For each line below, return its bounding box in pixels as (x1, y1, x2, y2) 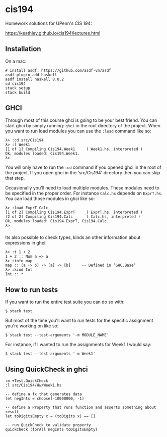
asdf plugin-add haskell (5, 72, 57, 77)
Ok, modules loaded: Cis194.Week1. (5, 151, 80, 156)
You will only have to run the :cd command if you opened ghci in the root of (5, 164, 162, 170)
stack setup (5, 85, 30, 90)
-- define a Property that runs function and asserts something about (5, 405, 156, 410)
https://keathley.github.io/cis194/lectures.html (5, 30, 101, 36)
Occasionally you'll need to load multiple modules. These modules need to (5, 184, 159, 190)
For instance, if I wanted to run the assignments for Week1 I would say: (5, 342, 152, 348)
